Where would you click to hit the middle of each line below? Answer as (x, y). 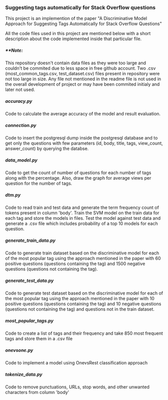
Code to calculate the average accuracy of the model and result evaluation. (83, 114)
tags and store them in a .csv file (39, 339)
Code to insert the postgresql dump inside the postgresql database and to (81, 138)
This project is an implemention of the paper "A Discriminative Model (76, 19)
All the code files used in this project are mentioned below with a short (78, 34)
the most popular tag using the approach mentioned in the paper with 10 (80, 299)
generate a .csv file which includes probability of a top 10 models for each (81, 224)
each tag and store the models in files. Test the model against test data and (83, 218)
